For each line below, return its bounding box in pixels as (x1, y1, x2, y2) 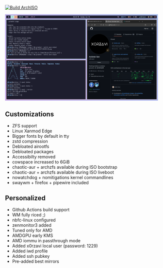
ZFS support (12, 123, 37, 129)
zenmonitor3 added (12, 222, 52, 228)
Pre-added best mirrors (12, 258, 59, 265)
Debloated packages (12, 149, 54, 155)
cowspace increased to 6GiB (12, 159, 70, 165)
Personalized (5, 194, 46, 202)
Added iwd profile (12, 248, 48, 254)
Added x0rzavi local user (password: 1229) (12, 243, 98, 249)
